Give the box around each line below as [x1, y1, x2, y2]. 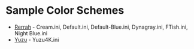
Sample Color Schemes [5, 4, 125, 17]
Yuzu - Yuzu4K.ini [14, 36, 59, 43]
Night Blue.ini [14, 29, 48, 36]
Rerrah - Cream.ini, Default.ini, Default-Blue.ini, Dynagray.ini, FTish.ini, [14, 23, 188, 30]
